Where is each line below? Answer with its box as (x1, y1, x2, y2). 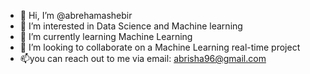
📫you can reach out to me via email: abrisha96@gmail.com (19, 53, 267, 64)
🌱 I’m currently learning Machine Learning (19, 31, 193, 42)
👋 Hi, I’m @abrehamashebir (19, 10, 133, 21)
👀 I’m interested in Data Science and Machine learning (19, 20, 243, 32)
